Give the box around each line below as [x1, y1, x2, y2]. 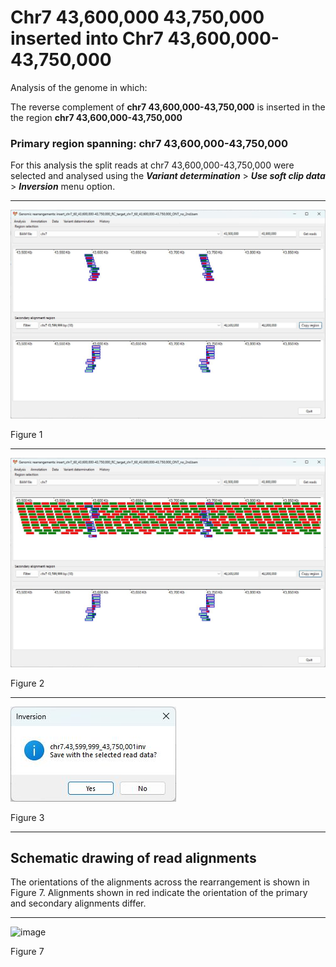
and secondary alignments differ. [10, 897, 147, 910]
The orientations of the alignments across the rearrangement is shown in [10, 876, 310, 888]
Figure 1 [10, 429, 43, 441]
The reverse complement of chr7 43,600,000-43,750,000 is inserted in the [10, 101, 326, 113]
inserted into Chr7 [10, 27, 164, 50]
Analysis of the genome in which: [10, 81, 148, 93]
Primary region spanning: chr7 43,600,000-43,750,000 [10, 136, 289, 150]
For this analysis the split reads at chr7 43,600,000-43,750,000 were [10, 159, 295, 171]
